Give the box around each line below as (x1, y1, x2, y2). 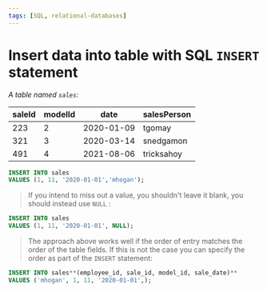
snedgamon (142, 135, 188, 146)
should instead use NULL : (27, 199, 111, 209)
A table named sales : (8, 90, 79, 99)
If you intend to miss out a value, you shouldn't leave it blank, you (27, 190, 244, 200)
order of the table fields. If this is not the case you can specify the (27, 245, 245, 254)
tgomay (142, 122, 172, 133)
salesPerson (142, 109, 192, 120)
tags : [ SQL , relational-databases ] (8, 11, 127, 20)
